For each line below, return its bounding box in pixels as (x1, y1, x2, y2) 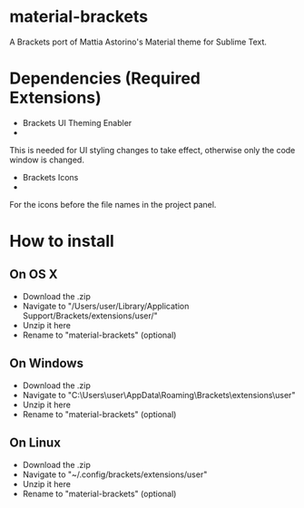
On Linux (9, 435, 62, 451)
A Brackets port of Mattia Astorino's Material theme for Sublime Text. (9, 36, 268, 47)
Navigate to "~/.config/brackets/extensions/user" (22, 469, 208, 480)
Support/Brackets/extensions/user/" (22, 310, 159, 321)
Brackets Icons (22, 171, 79, 182)
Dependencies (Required (9, 68, 201, 89)
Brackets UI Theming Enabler (22, 117, 132, 128)
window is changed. (9, 154, 84, 165)
